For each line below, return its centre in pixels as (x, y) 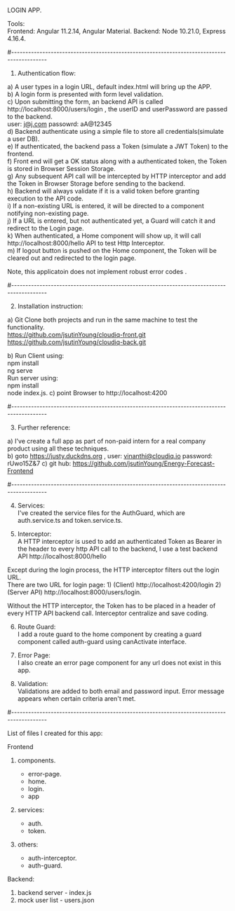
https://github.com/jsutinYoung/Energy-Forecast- (144, 463)
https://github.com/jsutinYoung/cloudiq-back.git (77, 342)
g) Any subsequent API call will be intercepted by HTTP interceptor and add (117, 176)
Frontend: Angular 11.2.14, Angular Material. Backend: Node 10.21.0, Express (116, 31)
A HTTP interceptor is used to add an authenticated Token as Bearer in (120, 541)
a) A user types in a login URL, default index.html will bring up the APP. (109, 87)
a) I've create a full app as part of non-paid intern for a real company (107, 441)
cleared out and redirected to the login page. (72, 258)
